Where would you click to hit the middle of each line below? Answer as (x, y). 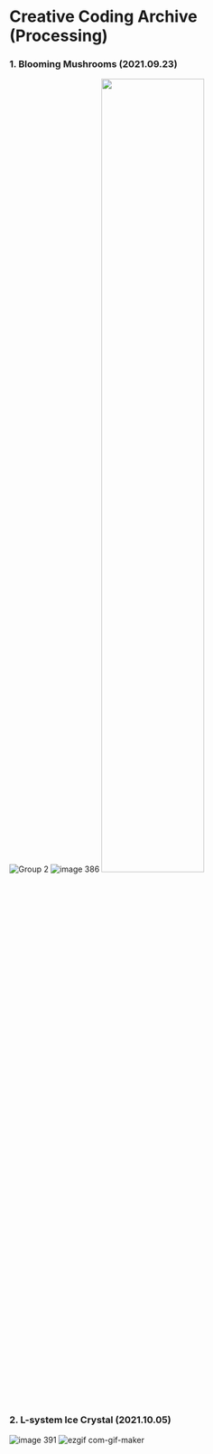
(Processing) (59, 36)
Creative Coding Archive (104, 17)
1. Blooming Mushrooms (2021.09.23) (93, 64)
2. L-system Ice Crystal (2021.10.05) (90, 1420)
